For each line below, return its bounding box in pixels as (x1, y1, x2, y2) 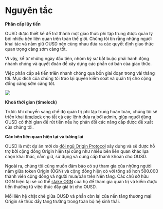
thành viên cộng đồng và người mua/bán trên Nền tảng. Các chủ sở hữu (5, 173, 149, 179)
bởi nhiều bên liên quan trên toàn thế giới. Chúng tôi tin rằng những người (5, 36, 152, 42)
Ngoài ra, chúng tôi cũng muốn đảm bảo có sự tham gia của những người (5, 163, 152, 168)
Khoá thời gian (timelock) (5, 99, 57, 105)
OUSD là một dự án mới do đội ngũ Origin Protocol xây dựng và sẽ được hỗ (5, 143, 155, 149)
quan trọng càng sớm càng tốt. (5, 46, 67, 52)
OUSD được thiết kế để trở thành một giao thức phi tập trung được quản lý (5, 30, 153, 36)
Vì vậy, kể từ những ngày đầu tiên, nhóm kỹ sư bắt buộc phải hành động (5, 55, 149, 61)
